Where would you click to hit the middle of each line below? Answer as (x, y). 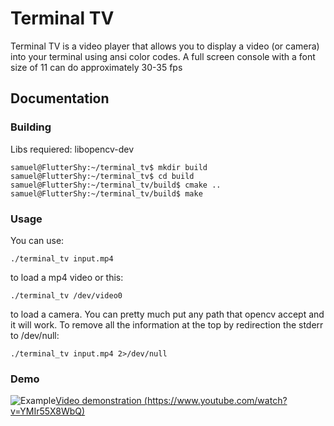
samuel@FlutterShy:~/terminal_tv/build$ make (106, 193)
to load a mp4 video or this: (67, 277)
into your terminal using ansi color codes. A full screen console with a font (163, 56)
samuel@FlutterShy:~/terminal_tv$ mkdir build (109, 167)
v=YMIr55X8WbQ (46, 411)
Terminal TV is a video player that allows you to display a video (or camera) (165, 46)
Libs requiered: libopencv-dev (72, 149)
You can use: (37, 240)
